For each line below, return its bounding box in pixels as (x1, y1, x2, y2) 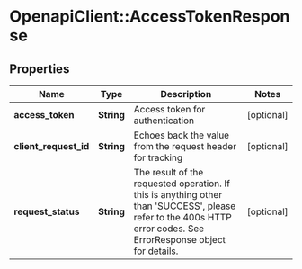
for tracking (133, 151, 182, 164)
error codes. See (133, 222, 205, 235)
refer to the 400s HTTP (133, 211, 232, 223)
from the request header (133, 140, 236, 152)
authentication (133, 114, 195, 127)
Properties (9, 61, 70, 76)
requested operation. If (133, 177, 231, 190)
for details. (133, 245, 179, 257)
